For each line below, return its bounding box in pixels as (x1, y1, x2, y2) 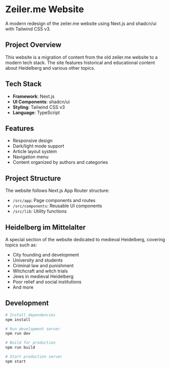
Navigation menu (12, 154, 49, 160)
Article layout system (12, 149, 57, 155)
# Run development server (5, 326, 60, 331)
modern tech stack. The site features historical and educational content (5, 60, 155, 66)
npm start (5, 359, 26, 364)
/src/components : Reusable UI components (12, 203, 102, 209)
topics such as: (5, 242, 37, 248)
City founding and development (12, 252, 79, 258)
